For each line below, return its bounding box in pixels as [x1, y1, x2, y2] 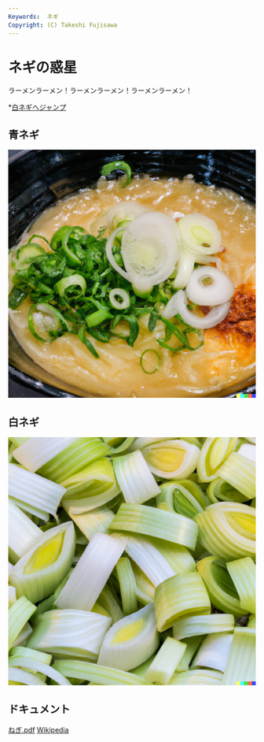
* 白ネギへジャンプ [8, 102, 67, 112]
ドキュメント [8, 703, 71, 716]
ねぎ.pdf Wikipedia [8, 725, 69, 734]
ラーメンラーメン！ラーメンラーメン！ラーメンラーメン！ [8, 86, 192, 95]
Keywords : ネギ [8, 13, 59, 20]
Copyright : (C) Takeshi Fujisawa [8, 20, 118, 29]
